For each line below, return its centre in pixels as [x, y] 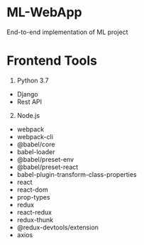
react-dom [32, 190]
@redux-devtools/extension [57, 227]
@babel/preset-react [48, 167]
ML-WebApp [44, 12]
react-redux [34, 212]
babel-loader [36, 152]
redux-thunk [35, 219]
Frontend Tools [52, 61]
